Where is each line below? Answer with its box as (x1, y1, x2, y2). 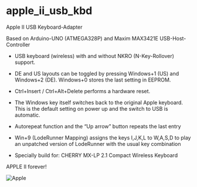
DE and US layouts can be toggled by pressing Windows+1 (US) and (14, 70, 179, 77)
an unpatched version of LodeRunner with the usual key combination (14, 140, 181, 147)
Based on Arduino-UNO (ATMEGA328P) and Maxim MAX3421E (6, 35, 158, 42)
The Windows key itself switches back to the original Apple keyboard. (14, 98, 184, 106)
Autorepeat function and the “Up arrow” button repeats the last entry (14, 123, 181, 130)
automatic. (14, 111, 40, 118)
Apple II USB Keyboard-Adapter (6, 23, 83, 30)
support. (14, 59, 36, 66)
